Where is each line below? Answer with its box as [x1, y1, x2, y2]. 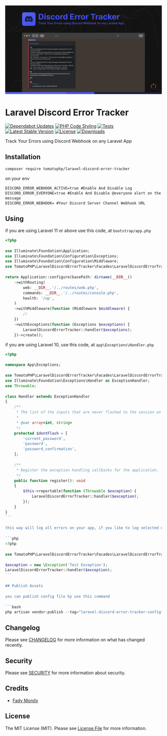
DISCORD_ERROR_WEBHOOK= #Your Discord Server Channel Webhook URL [5, 201, 146, 206]
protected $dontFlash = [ [14, 431, 68, 436]
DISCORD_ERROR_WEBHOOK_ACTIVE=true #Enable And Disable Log [5, 186, 133, 191]
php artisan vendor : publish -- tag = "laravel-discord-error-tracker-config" [5, 610, 164, 615]
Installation [5, 153, 41, 161]
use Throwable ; [5, 383, 37, 388]
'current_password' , [23, 436, 66, 441]
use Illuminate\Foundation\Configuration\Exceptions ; [5, 253, 119, 258]
